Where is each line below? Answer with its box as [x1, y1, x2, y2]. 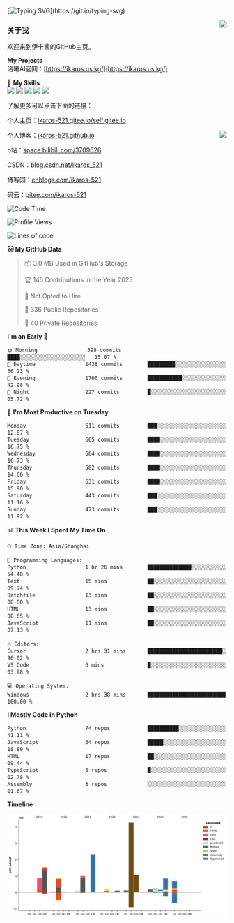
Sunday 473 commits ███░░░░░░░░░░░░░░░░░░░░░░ [7, 507, 226, 514]
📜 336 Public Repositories [24, 305, 99, 314]
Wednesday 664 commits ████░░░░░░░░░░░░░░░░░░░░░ [7, 451, 226, 458]
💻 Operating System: [7, 683, 70, 690]
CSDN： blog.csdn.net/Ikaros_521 [7, 161, 102, 169]
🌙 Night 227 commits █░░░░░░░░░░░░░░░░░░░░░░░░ [7, 388, 226, 396]
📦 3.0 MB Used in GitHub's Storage [24, 259, 128, 268]
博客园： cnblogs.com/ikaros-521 [7, 175, 102, 184]
